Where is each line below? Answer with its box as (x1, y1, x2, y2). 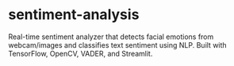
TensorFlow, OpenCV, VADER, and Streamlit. (8, 49, 153, 58)
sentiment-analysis (8, 6, 140, 24)
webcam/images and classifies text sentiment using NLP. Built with (8, 40, 228, 49)
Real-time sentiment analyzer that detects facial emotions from (8, 32, 214, 41)
